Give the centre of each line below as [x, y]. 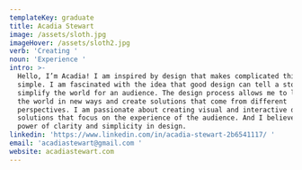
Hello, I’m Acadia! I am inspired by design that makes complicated [148, 76]
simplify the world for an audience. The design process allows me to [152, 93]
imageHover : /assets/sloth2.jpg [70, 43]
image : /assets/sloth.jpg [58, 34]
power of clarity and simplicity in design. [102, 127]
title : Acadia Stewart [52, 26]
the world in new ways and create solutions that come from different [152, 101]
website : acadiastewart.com [62, 151]
